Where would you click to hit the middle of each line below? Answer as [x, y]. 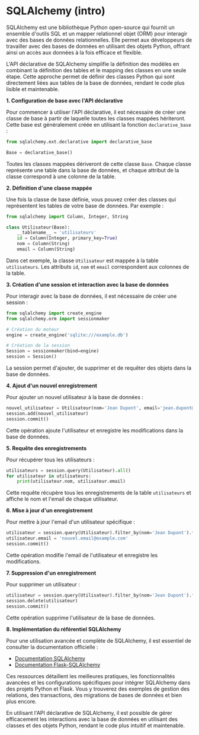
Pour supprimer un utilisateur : [43, 584]
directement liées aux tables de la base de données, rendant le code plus [95, 83]
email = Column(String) [46, 249]
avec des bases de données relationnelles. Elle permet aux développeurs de [99, 40]
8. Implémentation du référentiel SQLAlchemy [64, 629]
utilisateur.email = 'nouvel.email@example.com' [67, 538]
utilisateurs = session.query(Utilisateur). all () [69, 470]
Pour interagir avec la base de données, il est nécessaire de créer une [92, 296]
